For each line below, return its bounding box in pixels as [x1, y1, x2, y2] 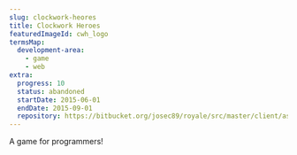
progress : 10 [17, 79, 65, 88]
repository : [17, 112, 62, 120]
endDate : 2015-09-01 [17, 104, 93, 112]
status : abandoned [17, 87, 86, 96]
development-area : [17, 46, 86, 55]
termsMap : [9, 37, 46, 47]
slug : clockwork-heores [9, 12, 97, 22]
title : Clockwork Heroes [9, 21, 101, 30]
